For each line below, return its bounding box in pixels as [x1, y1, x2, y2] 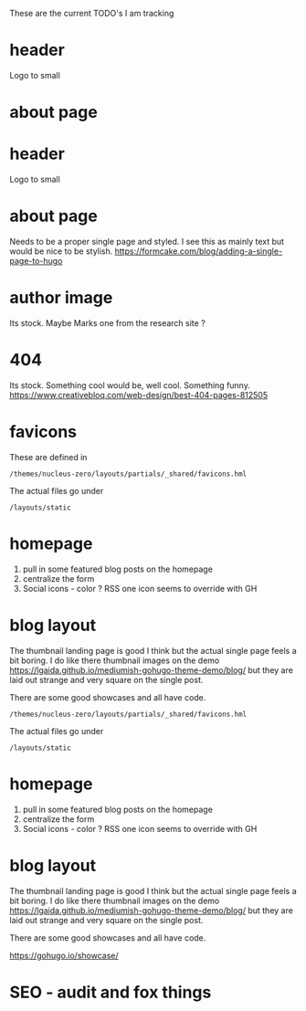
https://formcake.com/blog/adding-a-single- [114, 246, 283, 257]
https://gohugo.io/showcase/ [9, 950, 119, 961]
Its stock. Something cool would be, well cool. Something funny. [9, 379, 251, 391]
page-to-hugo [9, 256, 63, 266]
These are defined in [9, 451, 88, 462]
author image [9, 288, 113, 309]
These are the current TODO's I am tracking [9, 8, 174, 18]
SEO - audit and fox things [9, 982, 212, 1003]
